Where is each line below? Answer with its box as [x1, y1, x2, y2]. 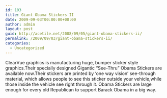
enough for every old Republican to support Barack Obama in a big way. [5, 86, 157, 92]
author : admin [5, 21, 36, 27]
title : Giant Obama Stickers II [5, 12, 74, 17]
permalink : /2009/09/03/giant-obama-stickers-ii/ [5, 36, 113, 41]
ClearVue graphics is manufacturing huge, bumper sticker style [5, 59, 138, 65]
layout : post [5, 27, 33, 32]
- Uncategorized [10, 45, 44, 51]
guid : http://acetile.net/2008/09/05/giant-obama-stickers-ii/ [5, 31, 143, 36]
